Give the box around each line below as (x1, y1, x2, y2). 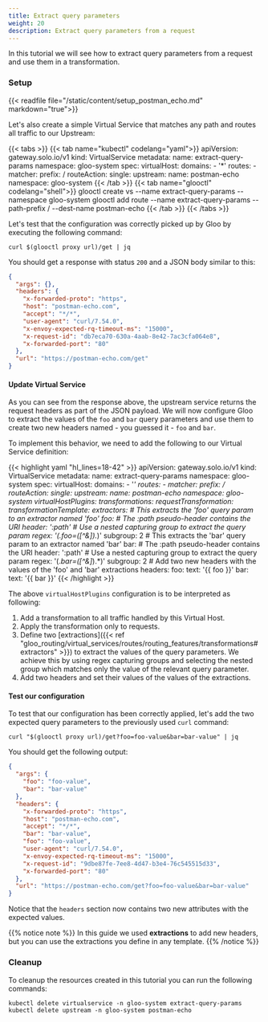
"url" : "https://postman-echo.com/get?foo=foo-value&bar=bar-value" (15, 882, 250, 890)
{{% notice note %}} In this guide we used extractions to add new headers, (8, 928, 258, 938)
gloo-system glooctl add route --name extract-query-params (48, 194, 251, 205)
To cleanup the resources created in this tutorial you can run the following (8, 975, 253, 984)
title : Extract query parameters (8, 11, 120, 20)
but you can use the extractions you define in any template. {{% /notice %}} (8, 937, 259, 947)
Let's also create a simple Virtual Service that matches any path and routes (8, 120, 257, 129)
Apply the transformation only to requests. (19, 621, 160, 631)
